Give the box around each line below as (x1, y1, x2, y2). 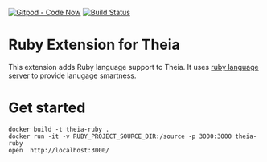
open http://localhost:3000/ (8, 146, 110, 154)
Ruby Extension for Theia (8, 36, 181, 54)
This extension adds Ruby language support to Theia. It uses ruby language (8, 62, 259, 71)
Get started (8, 99, 86, 117)
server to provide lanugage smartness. (8, 71, 137, 80)
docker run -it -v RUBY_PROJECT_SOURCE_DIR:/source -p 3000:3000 (8, 132, 232, 140)
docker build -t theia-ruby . (8, 125, 110, 133)
